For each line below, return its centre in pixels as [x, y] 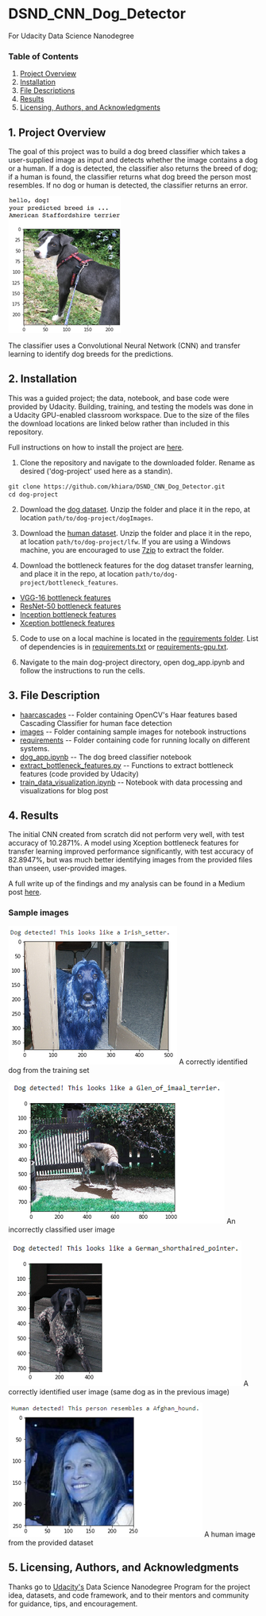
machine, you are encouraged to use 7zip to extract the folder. [122, 550]
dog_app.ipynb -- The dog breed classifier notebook [106, 757]
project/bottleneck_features [68, 583]
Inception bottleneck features [68, 614]
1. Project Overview [57, 132]
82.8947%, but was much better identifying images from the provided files [130, 860]
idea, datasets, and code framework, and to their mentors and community [129, 1595]
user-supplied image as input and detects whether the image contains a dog [133, 160]
